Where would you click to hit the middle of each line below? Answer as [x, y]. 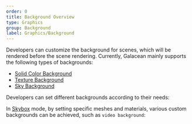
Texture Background [39, 80]
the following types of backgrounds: [50, 63]
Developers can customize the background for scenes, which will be [89, 50]
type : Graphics [25, 22]
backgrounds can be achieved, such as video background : [76, 115]
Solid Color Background [43, 74]
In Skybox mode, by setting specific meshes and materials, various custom [96, 109]
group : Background [28, 28]
